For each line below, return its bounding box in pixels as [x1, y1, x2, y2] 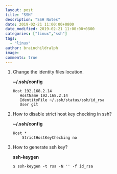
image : [5, 50, 19, 55]
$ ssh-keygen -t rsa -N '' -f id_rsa [12, 164, 93, 169]
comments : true [5, 55, 38, 60]
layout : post [5, 7, 33, 13]
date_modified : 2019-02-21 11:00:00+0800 [5, 27, 95, 32]
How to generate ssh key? [12, 144, 68, 151]
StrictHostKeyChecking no [22, 135, 78, 140]
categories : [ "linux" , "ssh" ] [5, 31, 67, 36]
